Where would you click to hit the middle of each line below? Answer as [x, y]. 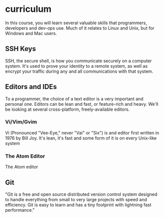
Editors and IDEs [31, 87]
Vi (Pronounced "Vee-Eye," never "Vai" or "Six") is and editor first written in [82, 132]
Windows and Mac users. [31, 33]
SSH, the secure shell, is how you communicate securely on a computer [79, 61]
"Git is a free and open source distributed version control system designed [81, 194]
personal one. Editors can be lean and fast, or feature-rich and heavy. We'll [82, 104]
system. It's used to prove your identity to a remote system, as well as [76, 66]
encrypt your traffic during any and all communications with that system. [79, 71]
